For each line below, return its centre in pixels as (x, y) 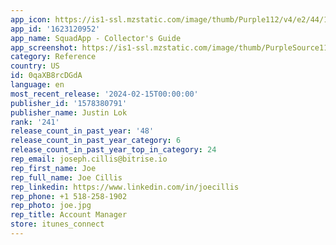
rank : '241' (35, 122)
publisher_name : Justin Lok (69, 112)
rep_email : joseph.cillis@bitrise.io (89, 159)
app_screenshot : (44, 47)
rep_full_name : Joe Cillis (66, 177)
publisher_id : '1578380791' (69, 103)
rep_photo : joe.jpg (51, 206)
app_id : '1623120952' (55, 29)
